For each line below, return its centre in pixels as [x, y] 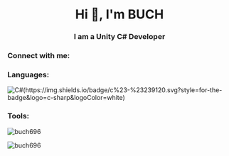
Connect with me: [39, 56]
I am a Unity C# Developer [119, 37]
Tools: [18, 116]
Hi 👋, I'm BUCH [119, 15]
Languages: [28, 74]
